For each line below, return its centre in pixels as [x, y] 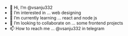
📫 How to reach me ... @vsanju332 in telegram [57, 28]
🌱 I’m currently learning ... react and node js [53, 18]
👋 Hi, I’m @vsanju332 [31, 8]
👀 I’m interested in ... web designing [45, 13]
